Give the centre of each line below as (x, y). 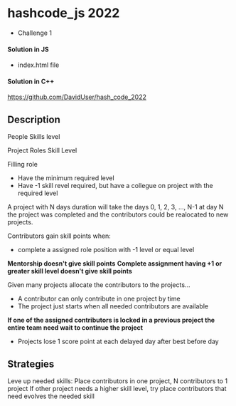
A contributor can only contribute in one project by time (99, 299)
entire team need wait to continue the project (75, 328)
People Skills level (34, 137)
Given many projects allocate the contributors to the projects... (99, 285)
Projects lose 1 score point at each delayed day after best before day (118, 342)
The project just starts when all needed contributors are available (113, 306)
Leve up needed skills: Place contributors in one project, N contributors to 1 (118, 381)
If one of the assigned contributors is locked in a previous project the (111, 320)
